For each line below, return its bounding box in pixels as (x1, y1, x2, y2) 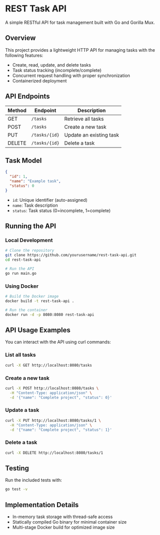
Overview (5, 34, 36, 42)
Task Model (5, 156, 42, 164)
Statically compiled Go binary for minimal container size (12, 519, 127, 525)
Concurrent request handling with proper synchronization (12, 73, 130, 78)
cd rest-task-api (5, 257, 41, 262)
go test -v (5, 487, 28, 492)
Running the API (5, 222, 56, 230)
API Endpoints (5, 92, 50, 101)
